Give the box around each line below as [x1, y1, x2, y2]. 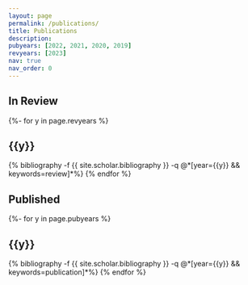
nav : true [8, 57, 42, 65]
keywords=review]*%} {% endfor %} [8, 169, 132, 178]
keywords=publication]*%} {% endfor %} [8, 267, 147, 277]
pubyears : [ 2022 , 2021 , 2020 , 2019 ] [8, 42, 132, 50]
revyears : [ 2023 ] [8, 49, 67, 57]
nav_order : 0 [8, 65, 53, 73]
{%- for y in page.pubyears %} [8, 214, 111, 224]
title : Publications [8, 27, 78, 35]
